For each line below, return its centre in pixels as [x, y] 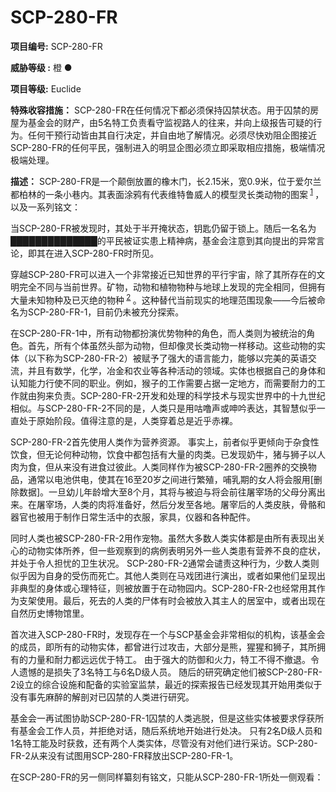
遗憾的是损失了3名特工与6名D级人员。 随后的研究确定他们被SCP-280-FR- [170, 672]
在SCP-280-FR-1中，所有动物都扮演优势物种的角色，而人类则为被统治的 [158, 333]
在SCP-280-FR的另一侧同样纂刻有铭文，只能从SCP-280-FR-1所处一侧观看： [167, 777]
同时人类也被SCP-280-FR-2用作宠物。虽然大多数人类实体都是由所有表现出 [163, 538]
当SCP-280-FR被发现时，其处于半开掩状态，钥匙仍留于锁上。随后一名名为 [163, 228]
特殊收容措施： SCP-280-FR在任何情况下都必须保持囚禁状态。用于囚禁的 [160, 110]
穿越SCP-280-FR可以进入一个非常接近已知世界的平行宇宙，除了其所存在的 [163, 274]
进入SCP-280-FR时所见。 [106, 253]
